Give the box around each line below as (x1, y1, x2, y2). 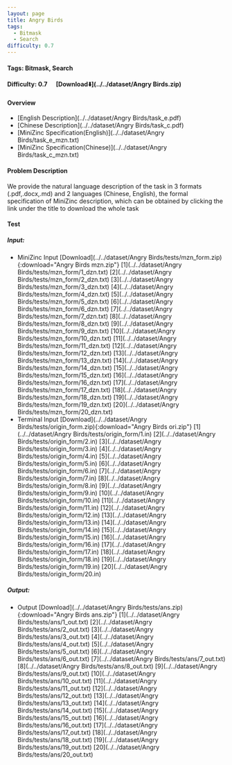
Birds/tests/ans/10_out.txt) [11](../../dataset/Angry (17, 677, 157, 685)
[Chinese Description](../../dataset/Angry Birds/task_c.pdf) (17, 121, 184, 130)
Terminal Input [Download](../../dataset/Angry (17, 415, 148, 423)
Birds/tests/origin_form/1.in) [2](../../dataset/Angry (73, 430, 216, 439)
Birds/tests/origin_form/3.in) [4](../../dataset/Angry (17, 445, 161, 453)
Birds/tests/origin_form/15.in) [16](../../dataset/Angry (17, 533, 166, 541)
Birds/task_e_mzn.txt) (17, 136, 80, 144)
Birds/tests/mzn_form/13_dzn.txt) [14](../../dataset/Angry (17, 356, 179, 364)
